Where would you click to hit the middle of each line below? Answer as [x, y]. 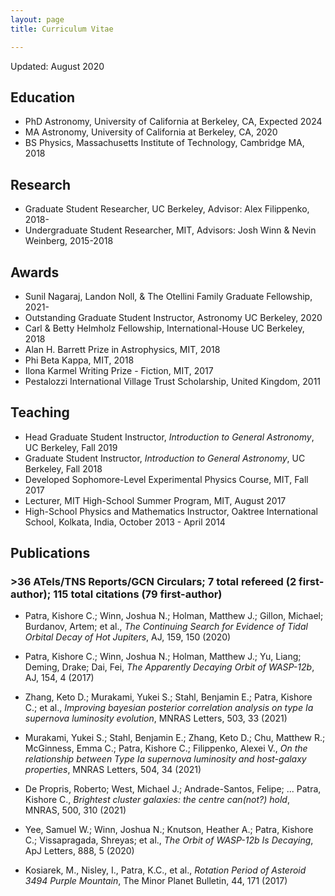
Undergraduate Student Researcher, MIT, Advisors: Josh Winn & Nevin [170, 230]
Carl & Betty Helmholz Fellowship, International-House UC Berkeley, [164, 328]
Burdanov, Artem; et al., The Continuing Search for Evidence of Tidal [166, 627]
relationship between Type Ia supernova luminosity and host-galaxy [165, 759]
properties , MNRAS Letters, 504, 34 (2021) [113, 770]
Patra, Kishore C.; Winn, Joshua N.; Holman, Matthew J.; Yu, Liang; [163, 657]
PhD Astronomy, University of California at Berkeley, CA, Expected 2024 [173, 122]
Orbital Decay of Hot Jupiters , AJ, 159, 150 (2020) [128, 637]
